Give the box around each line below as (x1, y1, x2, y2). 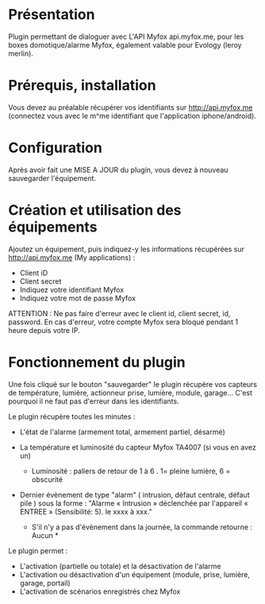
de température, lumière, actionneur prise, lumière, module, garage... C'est (8, 388, 252, 397)
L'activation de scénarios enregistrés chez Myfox (19, 587, 181, 596)
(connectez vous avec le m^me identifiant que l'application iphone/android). (8, 111, 256, 120)
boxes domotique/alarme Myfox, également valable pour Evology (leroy (8, 40, 242, 49)
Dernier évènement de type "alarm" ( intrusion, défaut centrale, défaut (19, 490, 250, 499)
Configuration (8, 139, 103, 157)
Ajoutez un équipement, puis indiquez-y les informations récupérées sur (8, 244, 244, 254)
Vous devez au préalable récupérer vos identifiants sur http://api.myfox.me (8, 102, 253, 112)
